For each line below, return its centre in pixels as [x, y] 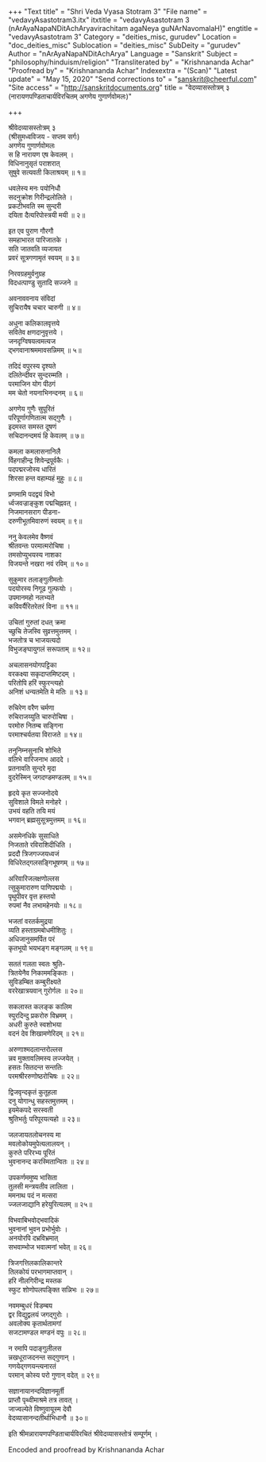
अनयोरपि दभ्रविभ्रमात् [33, 1238]
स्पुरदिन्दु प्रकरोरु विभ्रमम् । [41, 1015]
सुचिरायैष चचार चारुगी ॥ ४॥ [44, 307]
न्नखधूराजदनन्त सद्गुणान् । [42, 1357]
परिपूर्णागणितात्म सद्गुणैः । [40, 418]
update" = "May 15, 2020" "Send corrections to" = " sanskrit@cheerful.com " [133, 79]
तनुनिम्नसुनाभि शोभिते [35, 750]
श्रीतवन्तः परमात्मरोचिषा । [39, 546]
